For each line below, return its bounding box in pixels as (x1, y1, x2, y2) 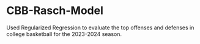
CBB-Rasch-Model (6, 4, 104, 18)
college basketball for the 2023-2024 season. (6, 30, 122, 37)
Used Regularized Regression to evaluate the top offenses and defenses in (6, 24, 194, 31)
